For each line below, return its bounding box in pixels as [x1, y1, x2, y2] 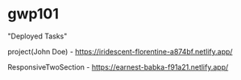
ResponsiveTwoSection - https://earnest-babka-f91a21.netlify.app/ [7, 62, 229, 72]
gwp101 [7, 5, 60, 23]
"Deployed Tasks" [7, 31, 68, 41]
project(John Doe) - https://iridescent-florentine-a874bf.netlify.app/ [7, 46, 233, 56]
